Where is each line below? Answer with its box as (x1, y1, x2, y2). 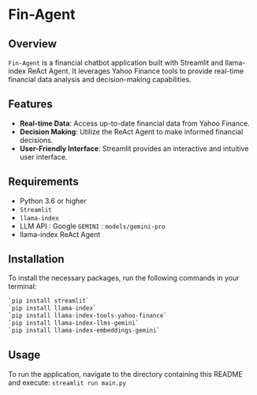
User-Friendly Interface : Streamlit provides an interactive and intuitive (19, 144, 249, 153)
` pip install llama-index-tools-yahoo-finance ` (8, 312, 168, 320)
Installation (8, 253, 65, 266)
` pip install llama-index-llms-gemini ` (8, 319, 140, 327)
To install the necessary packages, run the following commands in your (8, 273, 240, 283)
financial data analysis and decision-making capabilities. (8, 75, 192, 84)
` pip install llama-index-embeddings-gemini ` (8, 326, 160, 334)
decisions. (19, 135, 54, 145)
